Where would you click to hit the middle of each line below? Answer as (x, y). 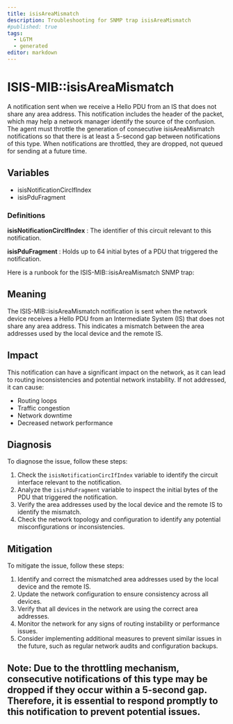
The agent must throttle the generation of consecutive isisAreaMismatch (111, 128)
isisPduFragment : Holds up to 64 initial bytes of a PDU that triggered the (113, 251)
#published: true (32, 27)
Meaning (27, 294)
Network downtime (45, 415)
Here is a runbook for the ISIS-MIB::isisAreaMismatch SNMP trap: (101, 272)
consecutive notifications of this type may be (107, 679)
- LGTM (23, 40)
